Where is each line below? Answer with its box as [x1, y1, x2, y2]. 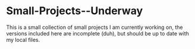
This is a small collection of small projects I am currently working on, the [6, 24, 183, 31]
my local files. [6, 36, 40, 43]
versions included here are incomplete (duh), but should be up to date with [6, 30, 189, 37]
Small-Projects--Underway [6, 4, 143, 18]
